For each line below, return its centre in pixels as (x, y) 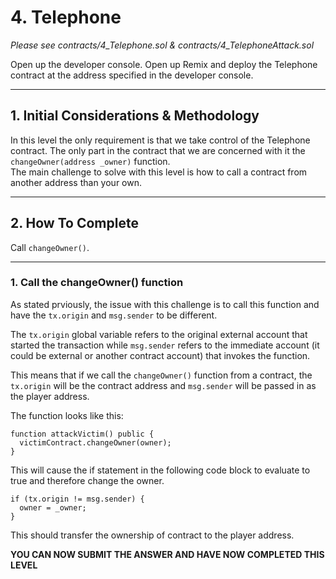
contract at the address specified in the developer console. (132, 75)
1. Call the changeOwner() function (97, 283)
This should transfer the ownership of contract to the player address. (152, 535)
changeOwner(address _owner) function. (90, 161)
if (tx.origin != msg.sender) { (77, 499)
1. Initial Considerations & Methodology (135, 116)
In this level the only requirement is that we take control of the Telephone (160, 140)
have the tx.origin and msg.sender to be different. (114, 315)
